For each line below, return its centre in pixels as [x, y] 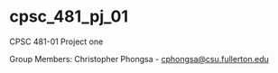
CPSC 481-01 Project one [56, 41]
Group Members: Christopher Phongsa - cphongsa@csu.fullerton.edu [139, 59]
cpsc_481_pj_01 [69, 17]
